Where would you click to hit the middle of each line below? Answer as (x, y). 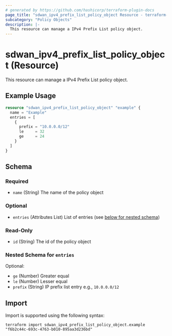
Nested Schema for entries (40, 255)
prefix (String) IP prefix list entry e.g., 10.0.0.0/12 (66, 287)
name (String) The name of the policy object (58, 193)
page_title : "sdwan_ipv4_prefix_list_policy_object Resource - (74, 15)
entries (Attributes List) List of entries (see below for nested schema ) (86, 217)
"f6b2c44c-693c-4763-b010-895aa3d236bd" (49, 329)
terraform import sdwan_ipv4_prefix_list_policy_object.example (75, 325)
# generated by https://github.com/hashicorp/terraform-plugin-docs (80, 10)
